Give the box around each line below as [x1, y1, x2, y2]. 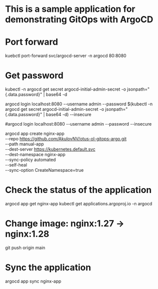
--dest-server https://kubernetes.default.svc [5, 146, 95, 152]
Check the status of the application [5, 185, 152, 195]
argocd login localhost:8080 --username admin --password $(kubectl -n [5, 101, 153, 107]
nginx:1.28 [5, 228, 50, 240]
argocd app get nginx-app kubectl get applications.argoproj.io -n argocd [5, 201, 153, 206]
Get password [5, 70, 64, 81]
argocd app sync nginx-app [5, 278, 62, 284]
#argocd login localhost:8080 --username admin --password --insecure [5, 121, 152, 127]
